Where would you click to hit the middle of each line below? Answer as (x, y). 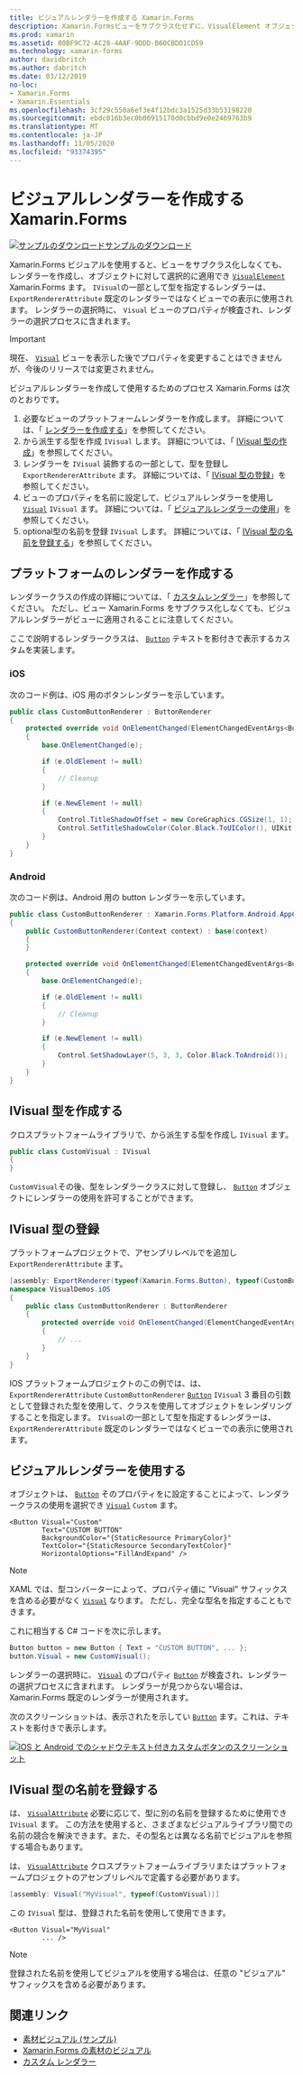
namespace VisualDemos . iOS (60, 1289)
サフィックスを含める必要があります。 (80, 1984)
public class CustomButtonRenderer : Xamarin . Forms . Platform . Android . (145, 914)
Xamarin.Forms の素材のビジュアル (87, 2050)
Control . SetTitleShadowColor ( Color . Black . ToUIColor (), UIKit (175, 828)
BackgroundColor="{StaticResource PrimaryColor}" (137, 1538)
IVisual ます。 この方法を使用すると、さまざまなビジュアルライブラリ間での (151, 1824)
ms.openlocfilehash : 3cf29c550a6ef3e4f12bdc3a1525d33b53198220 (131, 110)
